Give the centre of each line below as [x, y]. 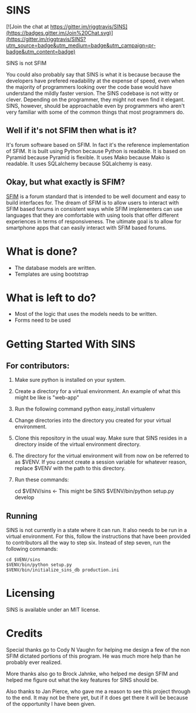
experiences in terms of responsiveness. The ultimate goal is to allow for [94, 221]
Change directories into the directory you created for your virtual [93, 420]
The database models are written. [55, 268]
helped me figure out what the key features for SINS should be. [82, 680]
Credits [24, 633]
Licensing [31, 593]
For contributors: [38, 366]
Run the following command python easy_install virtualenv [85, 409]
